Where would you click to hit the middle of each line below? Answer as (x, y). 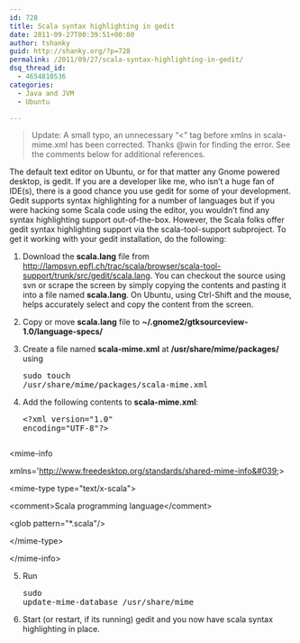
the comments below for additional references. (118, 154)
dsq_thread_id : (38, 69)
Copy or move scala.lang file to (81, 322)
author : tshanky (40, 43)
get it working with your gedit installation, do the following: (118, 239)
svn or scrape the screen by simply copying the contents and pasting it (154, 285)
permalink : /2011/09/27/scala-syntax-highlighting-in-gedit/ (127, 60)
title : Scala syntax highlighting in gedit (92, 26)
